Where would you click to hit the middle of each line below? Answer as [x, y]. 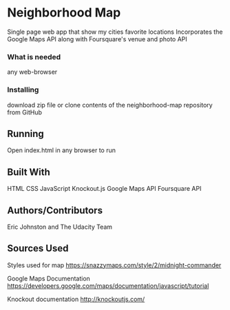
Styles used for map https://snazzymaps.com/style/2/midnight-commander [114, 265]
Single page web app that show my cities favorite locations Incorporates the [115, 32]
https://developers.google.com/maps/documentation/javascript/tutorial [108, 286]
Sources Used [38, 248]
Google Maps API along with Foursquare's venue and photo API [97, 39]
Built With [29, 172]
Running [26, 133]
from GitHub [25, 112]
